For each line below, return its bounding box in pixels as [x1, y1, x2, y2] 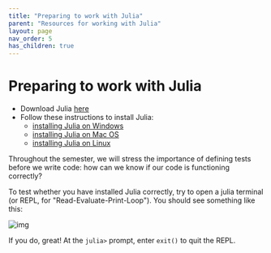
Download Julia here [19, 104, 89, 114]
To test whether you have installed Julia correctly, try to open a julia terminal [8, 187, 264, 197]
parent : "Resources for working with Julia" [8, 19, 161, 28]
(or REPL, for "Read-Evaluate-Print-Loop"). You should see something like [8, 195, 256, 205]
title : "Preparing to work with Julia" [8, 11, 144, 20]
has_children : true [8, 42, 75, 50]
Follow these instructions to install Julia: [19, 113, 154, 122]
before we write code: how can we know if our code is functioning [8, 163, 230, 173]
